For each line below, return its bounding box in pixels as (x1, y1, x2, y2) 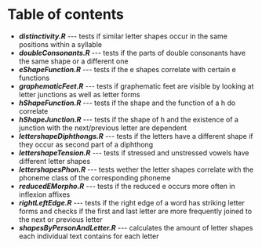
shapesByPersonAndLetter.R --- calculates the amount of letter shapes (18, 223, 253, 232)
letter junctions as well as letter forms (18, 89, 140, 99)
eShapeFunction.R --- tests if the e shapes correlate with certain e (18, 64, 236, 74)
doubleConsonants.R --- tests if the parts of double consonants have (18, 48, 246, 57)
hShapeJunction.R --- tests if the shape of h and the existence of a (18, 114, 238, 124)
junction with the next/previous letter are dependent (18, 123, 187, 133)
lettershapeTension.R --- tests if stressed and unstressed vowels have (18, 147, 249, 158)
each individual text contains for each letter (18, 231, 159, 241)
